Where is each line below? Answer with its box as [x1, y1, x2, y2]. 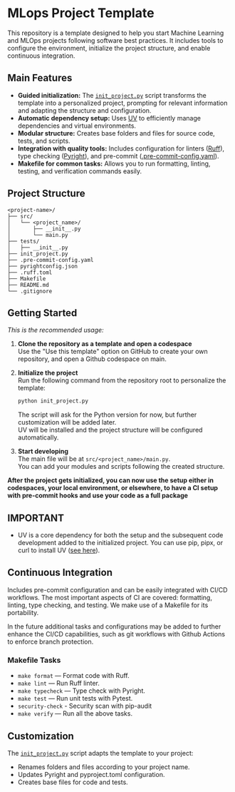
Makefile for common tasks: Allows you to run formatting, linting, [17, 159, 211, 168]
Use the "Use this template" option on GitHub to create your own [17, 347, 208, 356]
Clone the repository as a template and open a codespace [17, 340, 192, 348]
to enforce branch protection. [7, 637, 94, 646]
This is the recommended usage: [7, 326, 105, 335]
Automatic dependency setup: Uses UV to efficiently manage [17, 113, 202, 122]
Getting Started [7, 307, 78, 319]
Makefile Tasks [7, 655, 61, 665]
